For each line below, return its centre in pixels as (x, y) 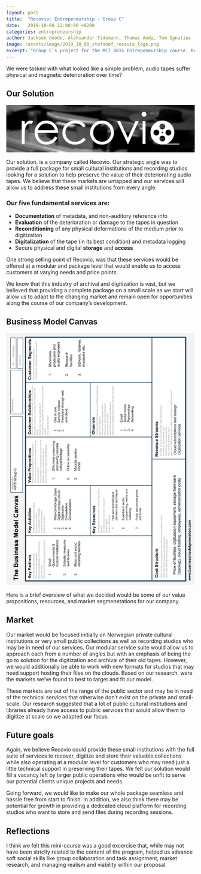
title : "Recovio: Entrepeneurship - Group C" (65, 19)
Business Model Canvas (52, 322)
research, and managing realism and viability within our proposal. (87, 865)
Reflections (28, 831)
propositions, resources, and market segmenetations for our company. (93, 601)
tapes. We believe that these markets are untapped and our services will (95, 181)
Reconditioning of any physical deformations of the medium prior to (99, 229)
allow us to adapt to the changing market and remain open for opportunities (99, 297)
